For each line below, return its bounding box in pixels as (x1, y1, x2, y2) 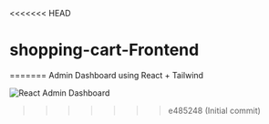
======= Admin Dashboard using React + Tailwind (9, 69, 203, 80)
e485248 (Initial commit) (168, 105, 262, 116)
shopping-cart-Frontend (9, 40, 200, 60)
